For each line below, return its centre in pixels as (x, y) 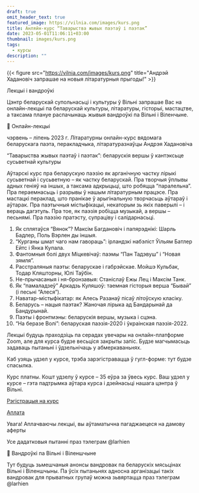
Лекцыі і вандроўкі (31, 90)
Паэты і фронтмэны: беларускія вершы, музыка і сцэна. (86, 317)
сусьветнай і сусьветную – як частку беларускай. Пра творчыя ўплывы (97, 179)
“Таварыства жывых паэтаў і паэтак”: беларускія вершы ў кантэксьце (95, 155)
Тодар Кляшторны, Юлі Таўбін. (54, 273)
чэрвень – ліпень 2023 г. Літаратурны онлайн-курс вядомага (84, 138)
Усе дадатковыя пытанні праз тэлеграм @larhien (68, 441)
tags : (13, 45)
